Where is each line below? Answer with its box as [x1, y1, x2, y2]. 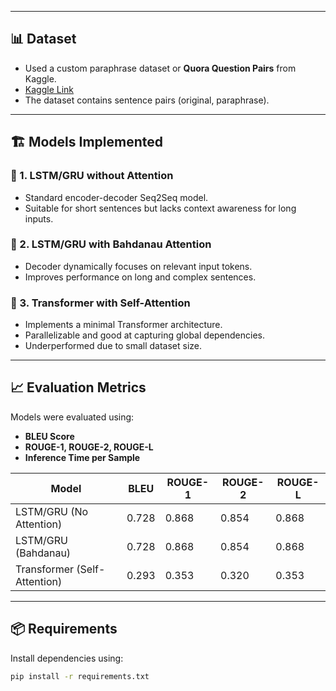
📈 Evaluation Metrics [10, 379, 147, 396]
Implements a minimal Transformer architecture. [24, 319, 223, 331]
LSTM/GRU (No [15, 504, 89, 518]
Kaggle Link [24, 83, 74, 95]
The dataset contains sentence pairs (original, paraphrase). [24, 94, 270, 106]
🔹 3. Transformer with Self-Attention [10, 296, 191, 310]
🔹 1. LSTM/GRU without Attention [10, 169, 174, 183]
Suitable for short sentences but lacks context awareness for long [24, 202, 297, 214]
